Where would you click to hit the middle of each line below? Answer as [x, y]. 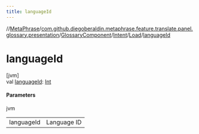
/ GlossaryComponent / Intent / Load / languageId [115, 35]
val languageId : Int [29, 81]
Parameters [21, 95]
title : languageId [29, 12]
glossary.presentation [33, 35]
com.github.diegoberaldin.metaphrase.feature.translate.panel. [117, 28]
